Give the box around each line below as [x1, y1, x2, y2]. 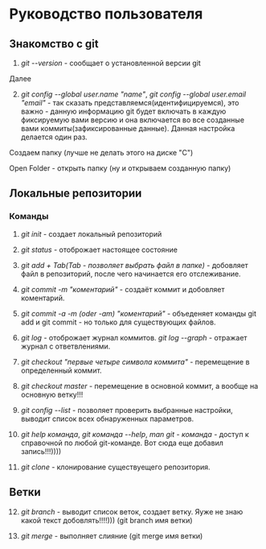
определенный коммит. [20, 365, 103, 375]
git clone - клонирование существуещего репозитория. [20, 462, 211, 472]
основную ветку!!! [20, 390, 84, 399]
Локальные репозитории [9, 187, 142, 200]
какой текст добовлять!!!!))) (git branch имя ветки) [20, 515, 193, 525]
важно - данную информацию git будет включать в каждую [20, 106, 227, 116]
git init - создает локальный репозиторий [20, 229, 162, 238]
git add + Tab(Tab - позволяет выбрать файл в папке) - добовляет [20, 260, 248, 270]
